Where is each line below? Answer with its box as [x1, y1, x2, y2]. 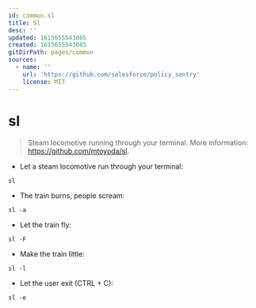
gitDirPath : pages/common [8, 48, 94, 56]
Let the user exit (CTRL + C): [19, 279, 113, 288]
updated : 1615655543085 [8, 33, 87, 42]
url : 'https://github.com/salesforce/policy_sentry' [22, 70, 201, 78]
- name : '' [15, 63, 52, 71]
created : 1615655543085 [8, 41, 87, 49]
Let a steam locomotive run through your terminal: [19, 162, 184, 171]
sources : [8, 56, 37, 64]
